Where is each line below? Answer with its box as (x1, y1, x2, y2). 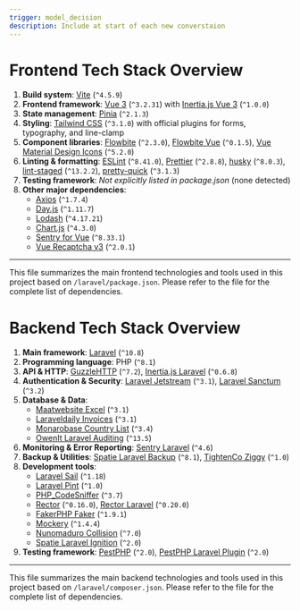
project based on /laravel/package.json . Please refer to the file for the (9, 276, 271, 287)
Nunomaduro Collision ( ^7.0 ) (35, 528, 142, 539)
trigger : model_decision (9, 13, 102, 22)
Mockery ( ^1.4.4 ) (35, 518, 101, 529)
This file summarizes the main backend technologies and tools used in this (9, 573, 284, 583)
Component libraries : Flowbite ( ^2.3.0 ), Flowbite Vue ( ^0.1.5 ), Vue (21, 137, 271, 148)
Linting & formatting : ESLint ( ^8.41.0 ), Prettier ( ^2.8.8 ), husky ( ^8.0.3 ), (21, 156, 286, 166)
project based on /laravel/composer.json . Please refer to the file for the (9, 582, 274, 593)
